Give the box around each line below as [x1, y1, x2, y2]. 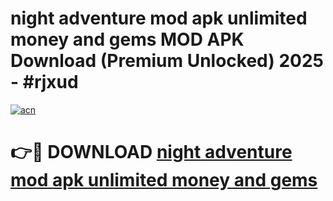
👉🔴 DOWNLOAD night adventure [10, 141, 293, 164]
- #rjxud [10, 71, 79, 94]
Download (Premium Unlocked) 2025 [10, 50, 325, 72]
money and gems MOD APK [10, 28, 245, 51]
